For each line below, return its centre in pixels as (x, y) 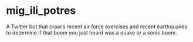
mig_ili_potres (41, 11)
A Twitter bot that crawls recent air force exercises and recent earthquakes (97, 26)
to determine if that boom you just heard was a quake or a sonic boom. (92, 32)
